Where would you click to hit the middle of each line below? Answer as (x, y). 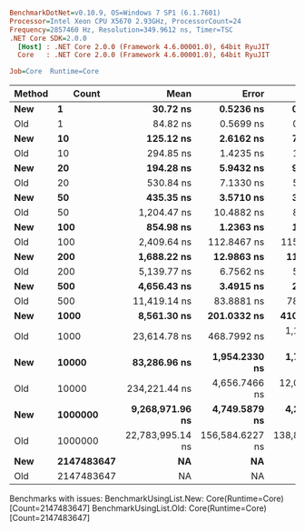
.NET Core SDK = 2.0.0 (49, 38)
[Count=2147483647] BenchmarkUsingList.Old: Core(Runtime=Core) (138, 508)
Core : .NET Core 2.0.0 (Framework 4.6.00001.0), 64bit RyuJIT (144, 55)
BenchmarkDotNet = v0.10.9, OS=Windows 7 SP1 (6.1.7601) (115, 13)
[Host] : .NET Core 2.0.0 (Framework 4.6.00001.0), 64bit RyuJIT (144, 46)
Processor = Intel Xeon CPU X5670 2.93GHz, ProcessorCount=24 (126, 21)
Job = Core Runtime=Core (54, 72)
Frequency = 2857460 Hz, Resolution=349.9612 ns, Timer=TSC (121, 30)
